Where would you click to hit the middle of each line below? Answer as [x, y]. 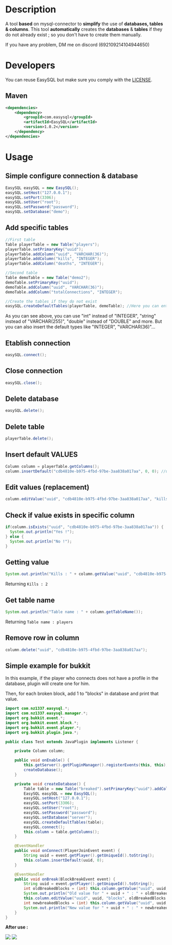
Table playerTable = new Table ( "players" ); [52, 244]
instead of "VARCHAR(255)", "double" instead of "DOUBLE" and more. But [84, 321]
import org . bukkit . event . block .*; [42, 723]
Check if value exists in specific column [70, 515]
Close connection [34, 371]
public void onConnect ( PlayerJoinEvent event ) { [67, 851]
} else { [15, 536]
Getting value [27, 562]
